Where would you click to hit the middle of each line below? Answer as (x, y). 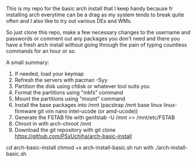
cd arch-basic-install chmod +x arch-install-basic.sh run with (80, 147)
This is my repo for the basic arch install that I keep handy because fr (90, 9)
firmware (25, 111)
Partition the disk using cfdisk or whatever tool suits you (82, 86)
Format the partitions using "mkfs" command (69, 92)
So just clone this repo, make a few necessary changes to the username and (98, 32)
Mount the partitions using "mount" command (70, 99)
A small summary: (28, 62)
